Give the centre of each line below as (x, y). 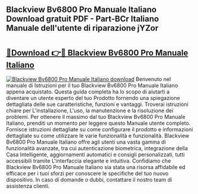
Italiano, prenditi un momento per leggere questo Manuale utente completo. (98, 123)
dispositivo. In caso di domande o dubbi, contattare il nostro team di (89, 180)
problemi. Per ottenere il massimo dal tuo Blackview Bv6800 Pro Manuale (96, 117)
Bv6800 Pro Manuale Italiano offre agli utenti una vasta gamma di (86, 142)
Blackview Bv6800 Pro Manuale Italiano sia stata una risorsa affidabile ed (96, 167)
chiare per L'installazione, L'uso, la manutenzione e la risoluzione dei (90, 111)
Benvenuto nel (153, 79)
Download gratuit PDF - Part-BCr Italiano (82, 19)
